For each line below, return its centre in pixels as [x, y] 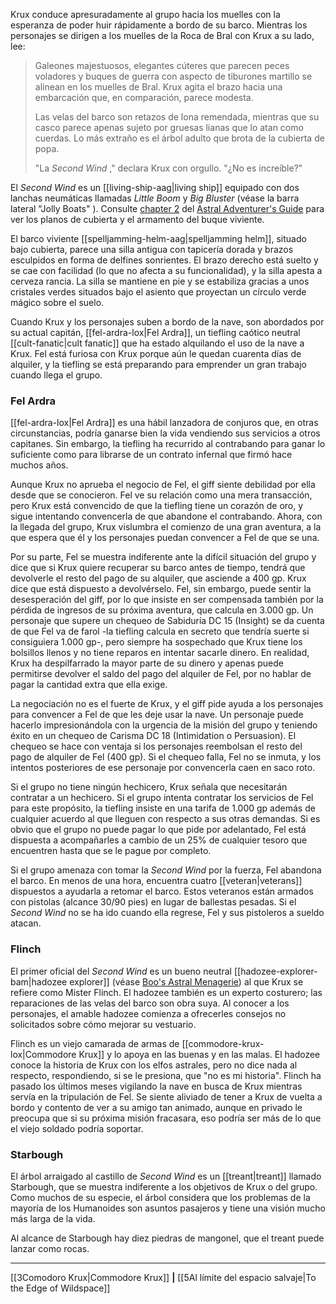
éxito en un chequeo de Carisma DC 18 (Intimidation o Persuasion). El [153, 736]
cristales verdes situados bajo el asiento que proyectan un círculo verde [158, 292]
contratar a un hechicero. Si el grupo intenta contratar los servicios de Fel [162, 798]
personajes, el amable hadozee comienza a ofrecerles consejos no [148, 1013]
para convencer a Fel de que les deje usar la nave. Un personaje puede [157, 715]
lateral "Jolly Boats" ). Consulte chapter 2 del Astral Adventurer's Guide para [167, 208]
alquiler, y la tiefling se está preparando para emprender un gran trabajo [158, 364]
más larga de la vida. [53, 1218]
